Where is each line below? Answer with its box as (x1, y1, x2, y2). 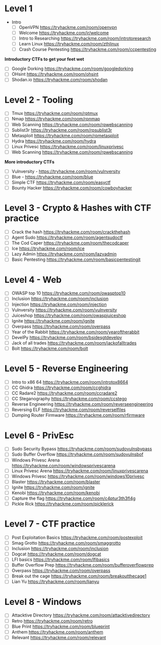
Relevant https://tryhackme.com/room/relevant (11, 634, 106, 640)
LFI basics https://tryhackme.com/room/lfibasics (11, 556, 110, 563)
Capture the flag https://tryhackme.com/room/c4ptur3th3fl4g (11, 495, 136, 501)
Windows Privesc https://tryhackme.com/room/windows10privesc (11, 473, 144, 479)
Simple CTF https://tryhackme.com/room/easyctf (11, 180, 111, 185)
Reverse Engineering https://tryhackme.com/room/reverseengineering (11, 401, 153, 407)
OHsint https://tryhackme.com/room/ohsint (11, 71, 99, 77)
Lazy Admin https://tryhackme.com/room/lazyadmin (11, 251, 117, 257)
